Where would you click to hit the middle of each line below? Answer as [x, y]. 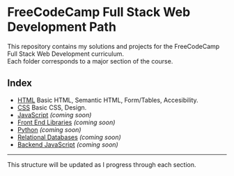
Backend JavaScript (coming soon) [68, 145]
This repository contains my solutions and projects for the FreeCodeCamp [114, 46]
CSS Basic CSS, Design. [52, 107]
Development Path [62, 27]
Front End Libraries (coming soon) [66, 122]
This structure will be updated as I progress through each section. [102, 164]
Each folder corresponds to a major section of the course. [90, 61]
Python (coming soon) [49, 129]
